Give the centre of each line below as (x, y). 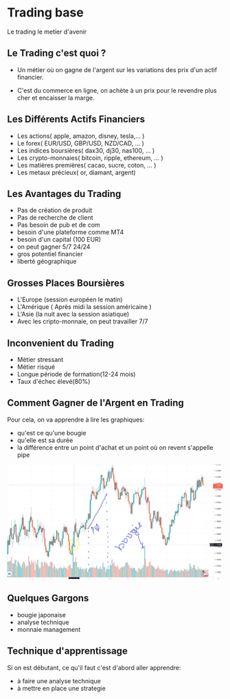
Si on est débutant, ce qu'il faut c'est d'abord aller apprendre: (94, 667)
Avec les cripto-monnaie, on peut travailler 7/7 (83, 321)
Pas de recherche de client (55, 218)
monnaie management (49, 629)
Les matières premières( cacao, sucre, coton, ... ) (87, 165)
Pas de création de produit (55, 210)
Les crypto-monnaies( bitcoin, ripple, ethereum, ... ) (90, 158)
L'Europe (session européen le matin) (70, 299)
